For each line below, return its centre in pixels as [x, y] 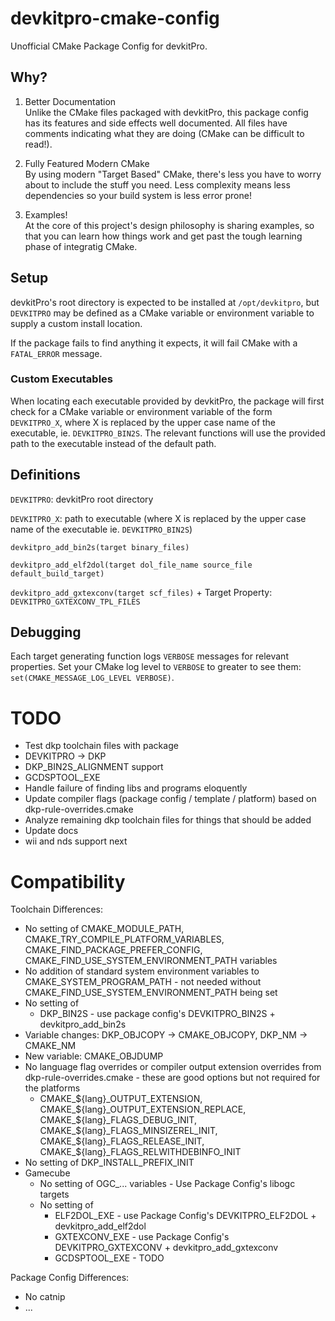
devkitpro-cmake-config [115, 18]
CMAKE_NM [50, 1046]
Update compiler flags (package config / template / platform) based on [170, 799]
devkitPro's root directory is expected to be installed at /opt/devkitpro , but [165, 302]
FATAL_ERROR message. [56, 353]
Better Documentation [70, 101]
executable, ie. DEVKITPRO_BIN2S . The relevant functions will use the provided [168, 433]
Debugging [46, 632]
